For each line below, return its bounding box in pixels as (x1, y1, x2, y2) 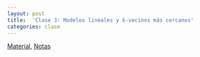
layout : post (7, 10, 45, 17)
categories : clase (7, 23, 60, 30)
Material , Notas (7, 42, 51, 51)
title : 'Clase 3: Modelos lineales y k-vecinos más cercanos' (7, 17, 194, 24)
